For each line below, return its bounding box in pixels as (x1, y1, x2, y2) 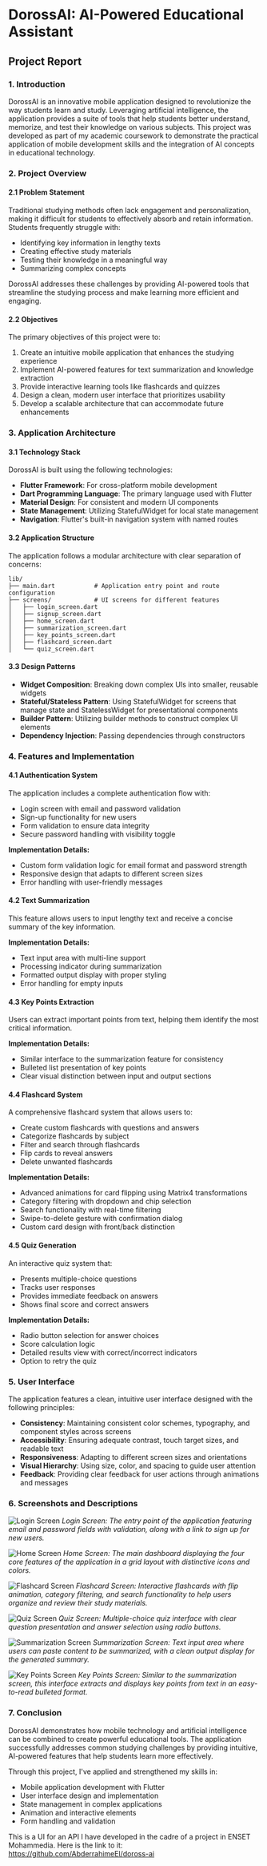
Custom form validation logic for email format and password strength (19, 860, 248, 870)
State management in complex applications (19, 1799, 162, 1808)
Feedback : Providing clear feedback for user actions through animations (19, 1469, 260, 1479)
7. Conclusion (8, 1707, 62, 1719)
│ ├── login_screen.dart (8, 603, 98, 611)
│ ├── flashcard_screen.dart (8, 638, 113, 646)
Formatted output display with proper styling (19, 970, 167, 980)
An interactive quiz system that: (8, 1258, 113, 1268)
